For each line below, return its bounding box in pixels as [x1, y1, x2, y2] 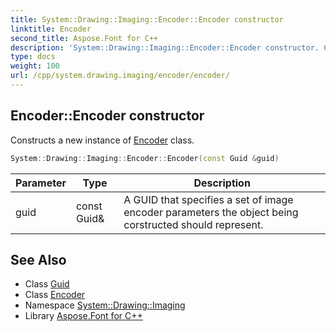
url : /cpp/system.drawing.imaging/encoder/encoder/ [10, 71, 230, 81]
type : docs [10, 52, 56, 62]
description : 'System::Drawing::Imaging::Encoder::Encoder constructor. [10, 42, 320, 53]
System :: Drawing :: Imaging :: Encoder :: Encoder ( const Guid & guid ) [10, 153, 280, 163]
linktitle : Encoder [10, 24, 92, 34]
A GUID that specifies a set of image [123, 192, 294, 206]
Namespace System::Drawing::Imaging [24, 299, 186, 311]
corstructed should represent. [123, 217, 264, 231]
